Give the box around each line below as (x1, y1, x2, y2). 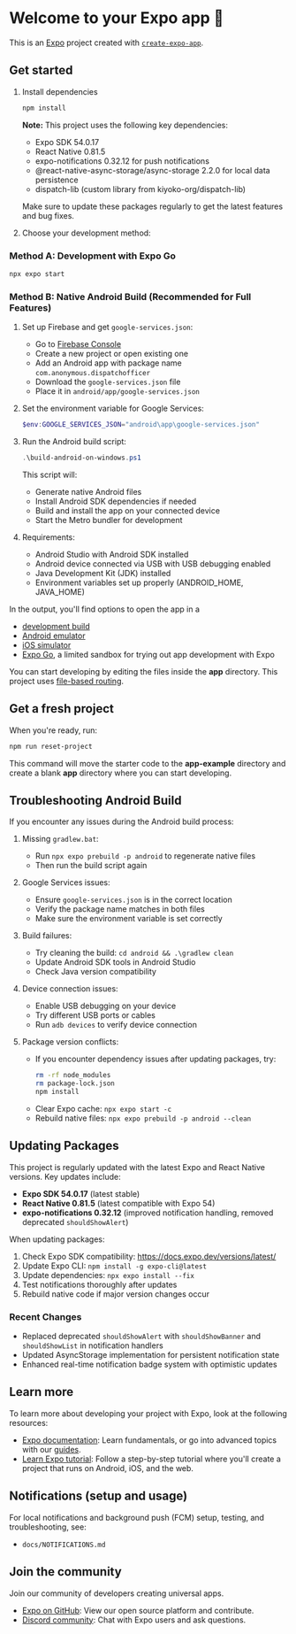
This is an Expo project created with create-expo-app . (9, 37, 204, 48)
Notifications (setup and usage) (9, 1489, 188, 1504)
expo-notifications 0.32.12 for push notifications (34, 155, 210, 166)
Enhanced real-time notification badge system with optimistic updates (21, 1359, 277, 1370)
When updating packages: (9, 1234, 105, 1245)
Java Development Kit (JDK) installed (34, 567, 171, 578)
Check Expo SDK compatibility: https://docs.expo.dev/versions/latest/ (21, 1251, 277, 1261)
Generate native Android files (34, 486, 142, 497)
